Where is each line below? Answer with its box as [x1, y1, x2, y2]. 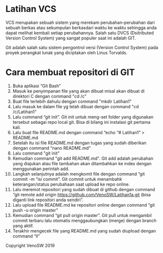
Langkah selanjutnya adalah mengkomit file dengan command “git [12, 171, 145, 176]
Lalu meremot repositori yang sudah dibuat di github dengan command [12, 186, 155, 192]
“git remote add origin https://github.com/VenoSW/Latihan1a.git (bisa [12, 192, 151, 197]
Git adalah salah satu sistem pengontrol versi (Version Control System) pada [5, 44, 159, 50]
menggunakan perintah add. [12, 166, 70, 172]
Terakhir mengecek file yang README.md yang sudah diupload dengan [12, 228, 156, 234]
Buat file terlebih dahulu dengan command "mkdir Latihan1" [12, 98, 132, 104]
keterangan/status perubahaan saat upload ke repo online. [12, 181, 130, 187]
